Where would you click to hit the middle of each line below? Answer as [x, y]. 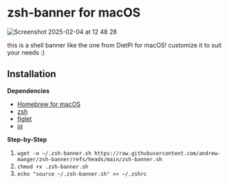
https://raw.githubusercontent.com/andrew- [157, 153]
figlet [24, 119]
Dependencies [29, 90]
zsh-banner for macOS [74, 13]
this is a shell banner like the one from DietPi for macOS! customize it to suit [115, 45]
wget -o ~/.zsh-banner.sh [54, 153]
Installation [32, 74]
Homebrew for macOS [49, 104]
